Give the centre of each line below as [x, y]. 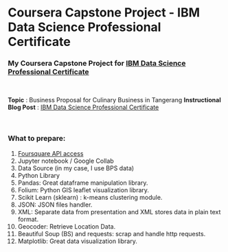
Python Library [39, 175]
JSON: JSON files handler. [55, 205]
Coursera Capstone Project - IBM [104, 13]
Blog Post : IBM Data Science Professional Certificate [83, 107]
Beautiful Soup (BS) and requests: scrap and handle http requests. [112, 233]
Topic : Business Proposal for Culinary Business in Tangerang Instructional [115, 100]
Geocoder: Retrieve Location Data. [67, 226]
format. [28, 219]
